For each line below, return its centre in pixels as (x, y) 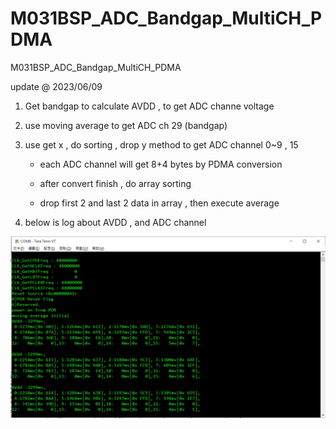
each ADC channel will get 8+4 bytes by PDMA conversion (161, 164)
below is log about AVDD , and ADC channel (115, 222)
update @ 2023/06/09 (56, 86)
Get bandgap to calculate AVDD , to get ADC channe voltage (149, 106)
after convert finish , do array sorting (115, 183)
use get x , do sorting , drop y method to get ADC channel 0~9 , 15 (161, 144)
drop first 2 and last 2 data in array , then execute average (159, 203)
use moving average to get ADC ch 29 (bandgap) (126, 125)
